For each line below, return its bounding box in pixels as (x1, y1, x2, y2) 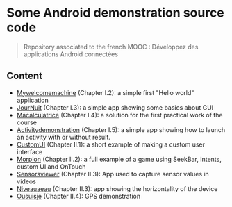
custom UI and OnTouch (16, 162, 86, 171)
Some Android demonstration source (6, 5, 225, 21)
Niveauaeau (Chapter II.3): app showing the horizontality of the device (16, 184, 218, 192)
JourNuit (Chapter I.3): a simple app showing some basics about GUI (16, 103, 214, 112)
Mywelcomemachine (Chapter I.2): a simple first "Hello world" (16, 88, 194, 97)
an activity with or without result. (16, 133, 110, 141)
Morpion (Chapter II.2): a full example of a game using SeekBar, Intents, (16, 155, 222, 163)
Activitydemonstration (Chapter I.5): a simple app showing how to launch (16, 125, 226, 133)
